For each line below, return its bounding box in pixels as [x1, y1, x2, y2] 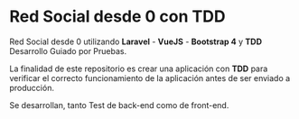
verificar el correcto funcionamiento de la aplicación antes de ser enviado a [9, 72, 291, 83]
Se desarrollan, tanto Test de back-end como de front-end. [9, 99, 229, 110]
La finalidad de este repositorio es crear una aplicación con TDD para [9, 63, 268, 74]
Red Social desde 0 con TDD [9, 6, 226, 27]
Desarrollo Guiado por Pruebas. [9, 45, 127, 56]
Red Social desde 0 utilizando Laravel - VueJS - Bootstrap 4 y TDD [9, 36, 263, 47]
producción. [9, 82, 54, 93]
